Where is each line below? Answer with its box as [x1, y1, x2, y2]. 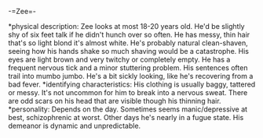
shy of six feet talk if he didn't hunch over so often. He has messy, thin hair [8, 30, 250, 39]
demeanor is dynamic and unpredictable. [8, 121, 141, 130]
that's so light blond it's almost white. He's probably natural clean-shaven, [8, 38, 249, 48]
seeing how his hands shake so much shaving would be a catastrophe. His [8, 47, 250, 55]
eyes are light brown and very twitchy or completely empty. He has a [8, 55, 231, 64]
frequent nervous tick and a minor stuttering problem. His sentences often [8, 63, 248, 73]
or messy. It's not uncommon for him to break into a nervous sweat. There [8, 88, 248, 97]
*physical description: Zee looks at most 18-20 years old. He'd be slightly [8, 22, 245, 30]
